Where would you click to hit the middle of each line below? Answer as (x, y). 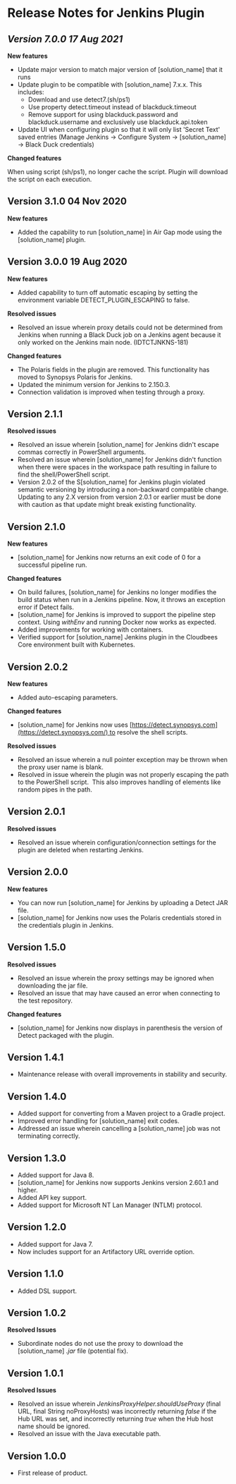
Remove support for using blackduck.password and (103, 115)
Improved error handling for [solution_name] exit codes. (98, 1121)
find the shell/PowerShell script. (64, 474)
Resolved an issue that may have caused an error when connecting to (119, 993)
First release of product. (52, 1473)
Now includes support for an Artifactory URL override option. (106, 1251)
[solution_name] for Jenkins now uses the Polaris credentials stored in (119, 917)
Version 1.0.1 (36, 1373)
